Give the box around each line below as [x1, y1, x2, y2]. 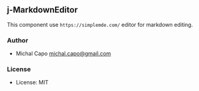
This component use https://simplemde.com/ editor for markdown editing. [7, 21, 193, 28]
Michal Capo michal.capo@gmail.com [15, 50, 112, 57]
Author [7, 36, 29, 44]
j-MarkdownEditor [7, 5, 78, 15]
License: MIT [15, 79, 49, 86]
